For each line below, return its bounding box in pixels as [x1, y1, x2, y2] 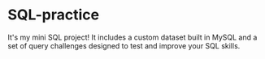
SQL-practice [7, 6, 99, 24]
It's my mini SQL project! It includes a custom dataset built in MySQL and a [7, 32, 258, 42]
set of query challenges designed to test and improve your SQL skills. [7, 40, 241, 50]
